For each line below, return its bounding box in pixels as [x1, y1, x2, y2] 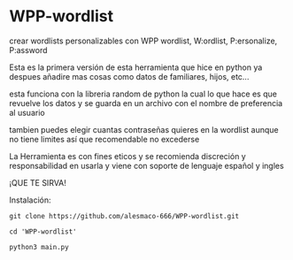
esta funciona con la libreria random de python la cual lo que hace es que [9, 88, 277, 99]
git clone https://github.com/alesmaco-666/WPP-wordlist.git [9, 211, 240, 220]
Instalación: [9, 195, 51, 205]
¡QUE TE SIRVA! [9, 177, 66, 187]
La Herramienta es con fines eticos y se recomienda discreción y [9, 150, 246, 161]
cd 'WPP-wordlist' [9, 227, 77, 236]
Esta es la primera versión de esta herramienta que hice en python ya [9, 62, 263, 73]
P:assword [9, 44, 48, 55]
